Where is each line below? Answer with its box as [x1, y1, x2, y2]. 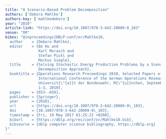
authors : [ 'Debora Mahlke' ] [5, 12, 63, 17]
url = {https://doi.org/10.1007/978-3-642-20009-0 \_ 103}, [9, 104, 145, 108]
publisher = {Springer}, [9, 94, 61, 99]
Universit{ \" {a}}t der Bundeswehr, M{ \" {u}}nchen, [38, 80, 145, 85]
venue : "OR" [5, 30, 30, 35]
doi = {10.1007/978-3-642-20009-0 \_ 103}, [9, 108, 110, 113]
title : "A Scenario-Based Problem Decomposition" [5, 7, 110, 12]
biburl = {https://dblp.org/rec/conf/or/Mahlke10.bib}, [9, 117, 134, 122]
